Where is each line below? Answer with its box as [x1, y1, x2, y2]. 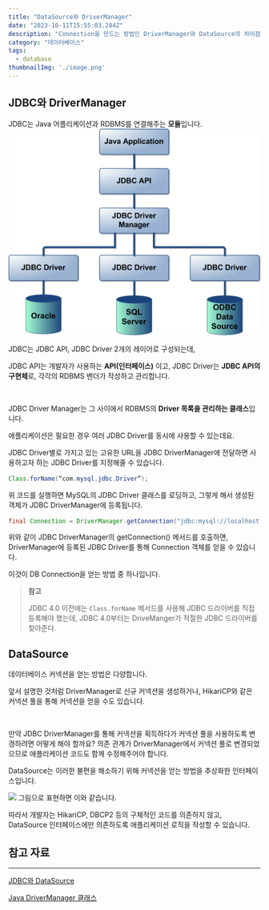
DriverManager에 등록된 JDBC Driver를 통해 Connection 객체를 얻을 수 [8, 543, 235, 552]
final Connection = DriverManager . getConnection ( [8, 517, 178, 525]
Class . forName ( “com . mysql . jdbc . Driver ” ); [8, 475, 149, 483]
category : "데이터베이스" [8, 38, 85, 46]
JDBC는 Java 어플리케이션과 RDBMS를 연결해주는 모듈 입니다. [8, 118, 203, 128]
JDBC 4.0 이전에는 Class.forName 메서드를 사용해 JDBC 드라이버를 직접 [27, 603, 255, 613]
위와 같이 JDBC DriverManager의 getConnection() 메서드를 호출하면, [8, 532, 228, 542]
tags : [8, 46, 26, 55]
